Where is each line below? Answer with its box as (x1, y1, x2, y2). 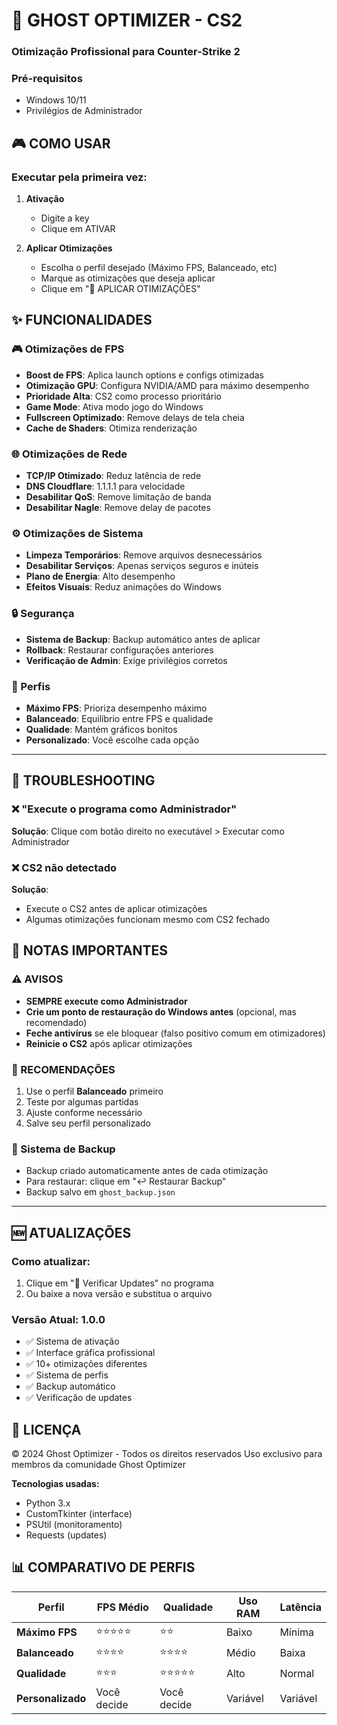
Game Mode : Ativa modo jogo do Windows (25, 400, 204, 413)
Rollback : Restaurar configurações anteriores (25, 644, 214, 656)
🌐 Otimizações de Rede (11, 447, 128, 461)
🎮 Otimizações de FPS (11, 342, 125, 356)
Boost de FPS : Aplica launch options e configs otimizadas (25, 369, 265, 381)
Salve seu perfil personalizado (25, 1117, 151, 1129)
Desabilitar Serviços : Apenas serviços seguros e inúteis (25, 560, 259, 572)
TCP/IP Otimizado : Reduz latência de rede (25, 470, 202, 482)
